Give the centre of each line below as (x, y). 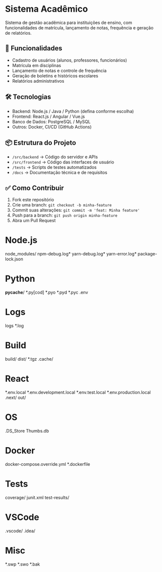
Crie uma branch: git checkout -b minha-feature (62, 205)
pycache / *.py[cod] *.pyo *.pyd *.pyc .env (47, 293)
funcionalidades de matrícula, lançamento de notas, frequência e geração (79, 27)
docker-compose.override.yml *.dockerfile (48, 464)
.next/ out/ (15, 397)
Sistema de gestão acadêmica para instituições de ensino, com (69, 23)
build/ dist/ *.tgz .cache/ (29, 359)
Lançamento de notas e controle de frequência (59, 70)
